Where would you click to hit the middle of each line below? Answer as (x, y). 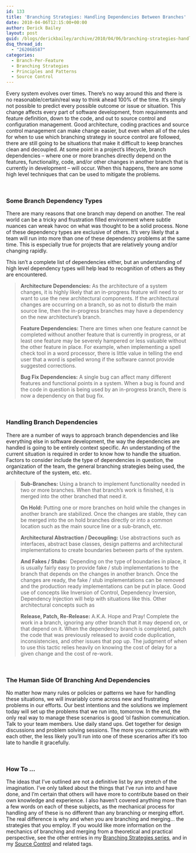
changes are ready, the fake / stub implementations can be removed (102, 580)
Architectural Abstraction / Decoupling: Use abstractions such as (100, 537)
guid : (13, 39)
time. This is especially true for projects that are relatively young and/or (92, 245)
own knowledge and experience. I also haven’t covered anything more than (96, 800)
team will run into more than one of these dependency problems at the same (98, 238)
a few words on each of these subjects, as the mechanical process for (90, 807)
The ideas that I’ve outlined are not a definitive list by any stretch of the (91, 782)
